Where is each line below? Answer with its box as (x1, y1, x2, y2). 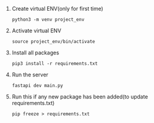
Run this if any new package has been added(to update (11, 93, 148, 100)
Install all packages (11, 49, 60, 56)
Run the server (11, 71, 49, 78)
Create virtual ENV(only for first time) (11, 5, 103, 12)
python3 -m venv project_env (11, 17, 85, 23)
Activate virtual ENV (11, 27, 61, 34)
